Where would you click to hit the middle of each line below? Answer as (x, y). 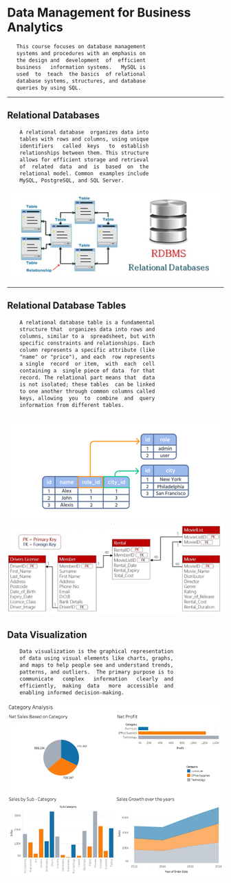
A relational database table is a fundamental (87, 322)
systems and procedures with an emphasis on (81, 53)
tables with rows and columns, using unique (84, 139)
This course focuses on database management (81, 46)
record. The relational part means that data (87, 377)
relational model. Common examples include (84, 174)
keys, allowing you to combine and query (87, 398)
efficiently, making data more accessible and (97, 686)
